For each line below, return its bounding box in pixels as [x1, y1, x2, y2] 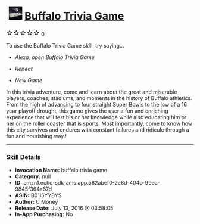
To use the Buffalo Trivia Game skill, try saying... [6, 42, 124, 49]
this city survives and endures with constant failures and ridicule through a [6, 126, 189, 133]
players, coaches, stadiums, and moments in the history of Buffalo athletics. [6, 94, 192, 101]
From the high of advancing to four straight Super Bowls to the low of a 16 [6, 101, 187, 108]
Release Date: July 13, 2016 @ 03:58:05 [14, 204, 114, 211]
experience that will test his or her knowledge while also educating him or [6, 113, 187, 120]
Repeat [14, 65, 33, 72]
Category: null [14, 173, 51, 180]
